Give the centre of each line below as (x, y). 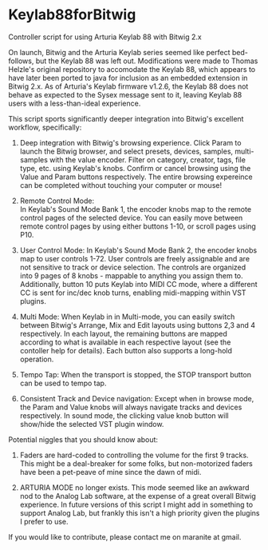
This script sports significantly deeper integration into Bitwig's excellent (126, 118)
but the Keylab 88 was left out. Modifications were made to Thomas (147, 61)
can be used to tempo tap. (63, 383)
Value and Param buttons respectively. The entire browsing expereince (136, 177)
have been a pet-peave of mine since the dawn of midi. (110, 472)
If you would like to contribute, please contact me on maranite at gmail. (125, 536)
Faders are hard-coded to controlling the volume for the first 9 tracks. (134, 455)
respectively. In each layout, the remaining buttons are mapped (123, 333)
